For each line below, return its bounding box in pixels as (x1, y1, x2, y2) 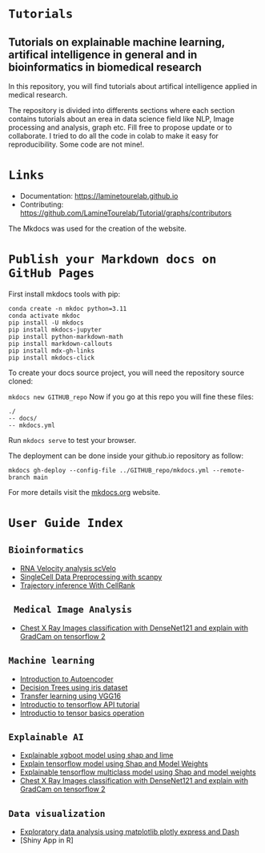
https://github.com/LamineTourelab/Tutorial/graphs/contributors (19, 207, 232, 218)
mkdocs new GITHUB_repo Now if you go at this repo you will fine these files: (8, 392, 254, 401)
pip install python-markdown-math (8, 332, 124, 340)
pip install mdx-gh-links (8, 347, 94, 355)
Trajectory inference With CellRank (19, 580, 135, 590)
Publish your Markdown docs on (8, 251, 217, 267)
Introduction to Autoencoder (19, 674, 114, 683)
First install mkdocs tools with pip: (8, 289, 121, 299)
